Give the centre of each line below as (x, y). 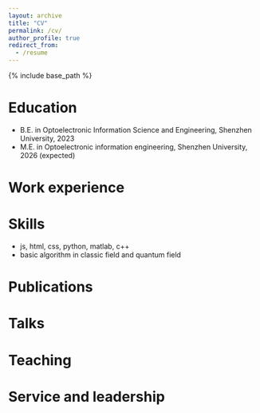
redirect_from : (33, 46)
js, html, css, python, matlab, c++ (75, 246)
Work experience (67, 188)
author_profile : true (44, 38)
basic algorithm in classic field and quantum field (100, 255)
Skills (27, 224)
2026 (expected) (47, 155)
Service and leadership (87, 397)
